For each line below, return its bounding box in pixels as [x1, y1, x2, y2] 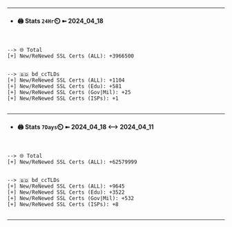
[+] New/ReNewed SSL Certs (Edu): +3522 [7, 189, 126, 196]
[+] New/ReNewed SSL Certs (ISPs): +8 [7, 201, 119, 208]
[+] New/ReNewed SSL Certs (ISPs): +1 [7, 95, 119, 102]
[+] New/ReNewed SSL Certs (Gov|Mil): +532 [7, 195, 135, 202]
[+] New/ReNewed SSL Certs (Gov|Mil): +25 [7, 89, 131, 96]
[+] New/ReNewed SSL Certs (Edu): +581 [7, 83, 122, 90]
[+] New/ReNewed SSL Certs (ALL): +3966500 [7, 53, 135, 60]
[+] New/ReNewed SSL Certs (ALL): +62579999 [7, 158, 137, 166]
